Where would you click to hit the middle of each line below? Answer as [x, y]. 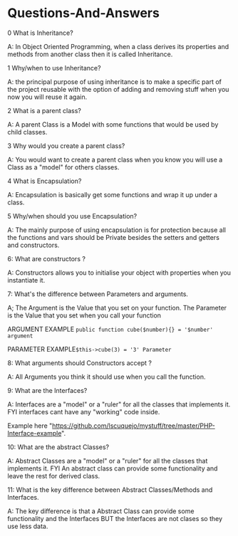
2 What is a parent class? [45, 110]
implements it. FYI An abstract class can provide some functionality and [113, 468]
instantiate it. [26, 280]
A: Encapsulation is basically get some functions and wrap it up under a [112, 194]
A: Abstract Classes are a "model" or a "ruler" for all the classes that [108, 461]
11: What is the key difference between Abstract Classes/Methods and [110, 490]
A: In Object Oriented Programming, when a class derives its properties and [118, 46]
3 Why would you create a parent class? [66, 146]
